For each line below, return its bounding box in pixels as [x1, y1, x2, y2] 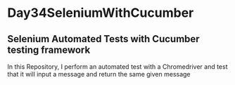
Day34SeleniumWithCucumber [7, 5, 194, 21]
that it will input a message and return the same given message [7, 70, 191, 78]
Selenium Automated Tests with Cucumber [7, 33, 200, 45]
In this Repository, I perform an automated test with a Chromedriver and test [7, 63, 228, 71]
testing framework [7, 44, 91, 55]
